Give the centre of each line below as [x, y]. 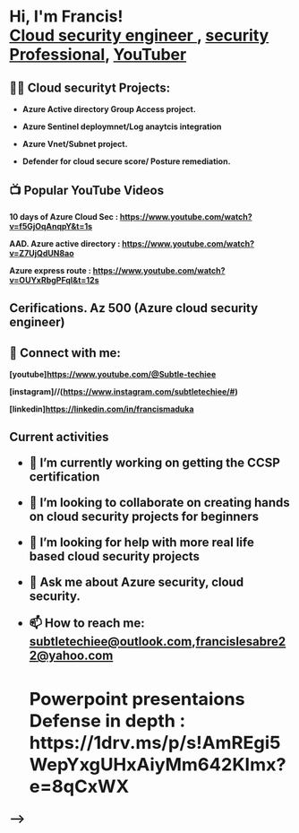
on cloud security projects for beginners [144, 517]
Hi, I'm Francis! [66, 17]
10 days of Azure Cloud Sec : [64, 216]
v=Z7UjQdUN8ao [42, 253]
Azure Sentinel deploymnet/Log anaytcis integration [122, 126]
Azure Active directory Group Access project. [109, 109]
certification [64, 477]
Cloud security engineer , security [139, 35]
